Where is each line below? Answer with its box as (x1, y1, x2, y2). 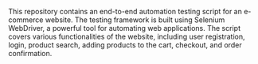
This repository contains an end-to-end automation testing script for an (8, 7, 243, 16)
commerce (8, 15, 44, 24)
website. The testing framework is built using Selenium (45, 15, 225, 24)
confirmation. (8, 49, 53, 58)
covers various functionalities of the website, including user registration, (8, 32, 245, 41)
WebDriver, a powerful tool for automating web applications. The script (8, 24, 241, 32)
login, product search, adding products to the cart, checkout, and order (8, 40, 242, 50)
